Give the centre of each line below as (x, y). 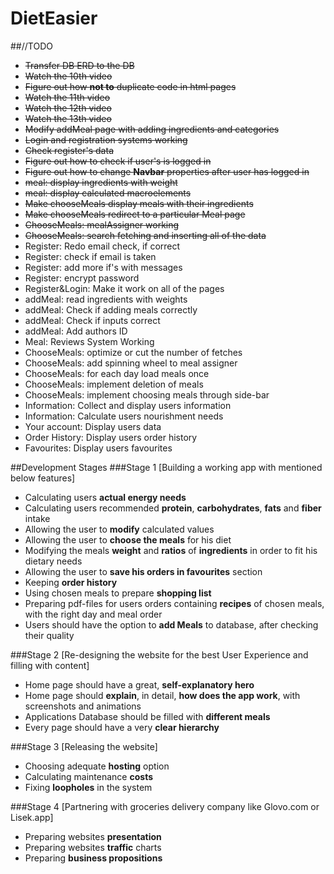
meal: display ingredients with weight (101, 182)
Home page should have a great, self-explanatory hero (139, 684)
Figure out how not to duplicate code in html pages (130, 86)
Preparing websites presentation (93, 836)
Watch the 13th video (68, 118)
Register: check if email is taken (90, 256)
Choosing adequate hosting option (97, 766)
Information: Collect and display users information (128, 405)
